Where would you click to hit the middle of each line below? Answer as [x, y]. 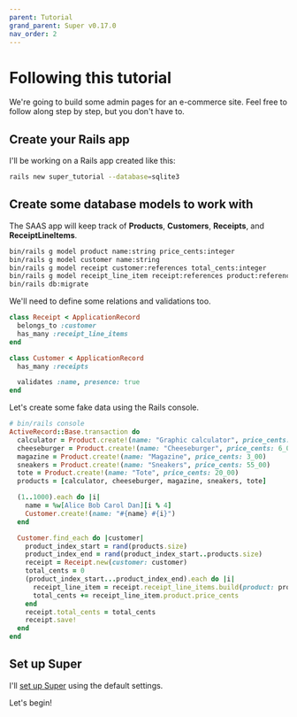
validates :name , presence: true [79, 382]
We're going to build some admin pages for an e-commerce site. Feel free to [148, 102]
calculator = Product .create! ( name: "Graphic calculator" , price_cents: [154, 440]
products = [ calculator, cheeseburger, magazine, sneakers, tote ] [142, 482]
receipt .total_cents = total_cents [91, 612]
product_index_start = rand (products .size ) [107, 546]
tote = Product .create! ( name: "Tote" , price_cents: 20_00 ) [128, 473]
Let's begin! [31, 702]
